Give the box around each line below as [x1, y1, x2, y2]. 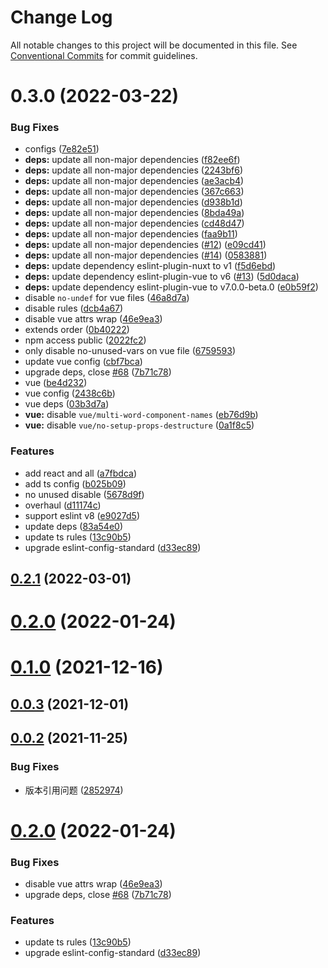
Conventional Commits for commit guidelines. [10, 49, 198, 61]
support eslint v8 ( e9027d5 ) [24, 509, 140, 521]
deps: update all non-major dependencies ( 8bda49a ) [24, 207, 245, 219]
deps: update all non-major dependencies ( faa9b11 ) [24, 228, 238, 240]
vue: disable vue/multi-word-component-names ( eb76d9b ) [24, 409, 259, 421]
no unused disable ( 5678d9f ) [24, 488, 145, 500]
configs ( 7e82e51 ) [24, 143, 100, 155]
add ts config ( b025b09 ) [24, 477, 127, 490]
